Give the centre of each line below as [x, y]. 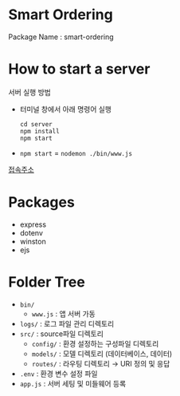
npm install [39, 131]
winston [33, 241]
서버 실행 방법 [30, 92]
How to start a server [79, 69]
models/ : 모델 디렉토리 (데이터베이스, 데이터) [102, 354]
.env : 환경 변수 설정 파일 [59, 374]
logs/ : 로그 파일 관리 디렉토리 [67, 323]
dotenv [31, 232]
